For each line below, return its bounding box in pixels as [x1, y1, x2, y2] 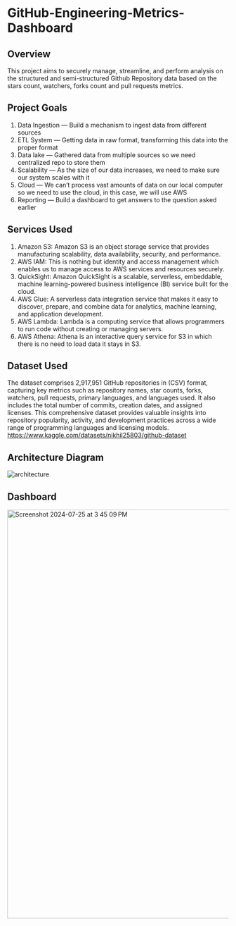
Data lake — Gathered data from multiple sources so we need [17, 150, 196, 159]
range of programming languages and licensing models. [7, 424, 169, 432]
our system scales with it [17, 173, 90, 181]
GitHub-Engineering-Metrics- [7, 5, 185, 21]
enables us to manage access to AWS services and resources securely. [17, 264, 225, 273]
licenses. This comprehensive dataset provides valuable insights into [7, 409, 206, 417]
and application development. [17, 309, 104, 318]
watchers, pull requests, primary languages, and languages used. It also [7, 393, 216, 402]
